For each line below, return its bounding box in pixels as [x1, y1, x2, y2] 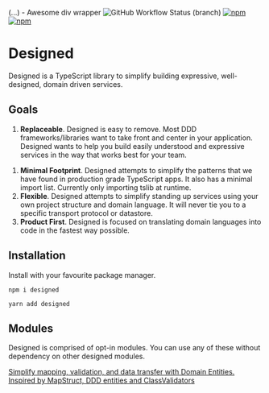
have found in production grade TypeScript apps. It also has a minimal [19, 174, 253, 184]
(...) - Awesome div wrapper [8, 8, 101, 17]
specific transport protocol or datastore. [19, 208, 153, 217]
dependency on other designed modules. [8, 351, 146, 362]
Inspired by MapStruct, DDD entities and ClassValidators [8, 375, 195, 386]
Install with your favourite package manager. [8, 270, 156, 279]
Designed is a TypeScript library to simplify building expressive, [8, 71, 220, 81]
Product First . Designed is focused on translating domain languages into [19, 217, 262, 226]
